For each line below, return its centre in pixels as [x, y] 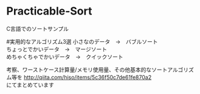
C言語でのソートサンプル [37, 29]
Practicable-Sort [49, 11]
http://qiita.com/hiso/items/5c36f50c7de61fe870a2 [88, 77]
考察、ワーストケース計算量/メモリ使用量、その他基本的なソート [87, 69]
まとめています [36, 85]
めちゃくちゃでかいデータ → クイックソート [65, 56]
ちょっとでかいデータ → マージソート [57, 49]
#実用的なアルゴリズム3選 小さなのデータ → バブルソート [82, 41]
